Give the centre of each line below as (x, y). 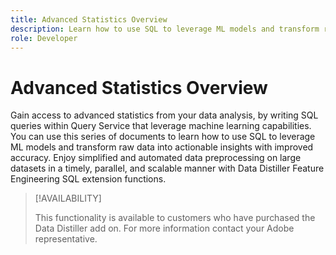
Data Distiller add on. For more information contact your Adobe (164, 228)
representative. (66, 239)
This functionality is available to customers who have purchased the (175, 218)
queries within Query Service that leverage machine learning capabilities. (161, 126)
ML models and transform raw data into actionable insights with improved (162, 147)
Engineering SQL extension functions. (88, 179)
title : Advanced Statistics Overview (89, 19)
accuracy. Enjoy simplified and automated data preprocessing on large (156, 158)
